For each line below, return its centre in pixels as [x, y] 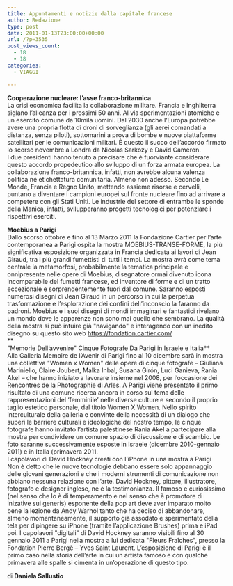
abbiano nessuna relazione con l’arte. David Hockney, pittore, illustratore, [112, 481]
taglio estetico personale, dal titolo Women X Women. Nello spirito [102, 407]
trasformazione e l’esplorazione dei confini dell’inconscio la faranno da [109, 303]
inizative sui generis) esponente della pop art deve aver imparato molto [109, 503]
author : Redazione [34, 20]
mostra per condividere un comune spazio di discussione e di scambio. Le [114, 436]
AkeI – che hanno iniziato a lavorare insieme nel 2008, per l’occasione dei [112, 377]
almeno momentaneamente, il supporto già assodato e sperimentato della [113, 518]
